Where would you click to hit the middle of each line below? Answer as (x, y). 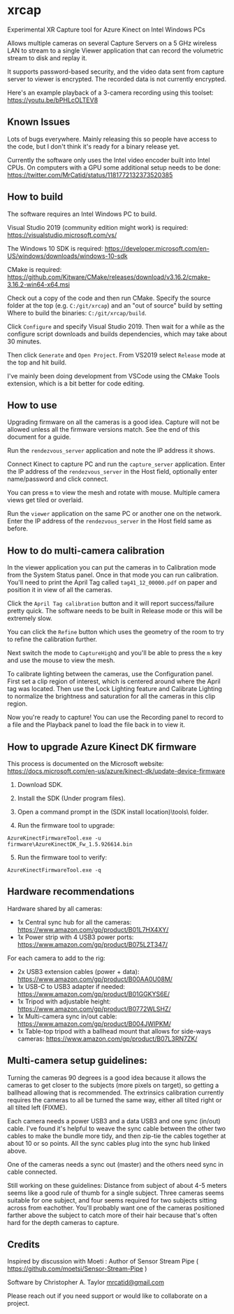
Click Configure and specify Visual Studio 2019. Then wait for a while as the (116, 326)
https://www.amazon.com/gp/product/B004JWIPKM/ (94, 1024)
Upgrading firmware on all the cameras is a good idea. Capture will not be (114, 422)
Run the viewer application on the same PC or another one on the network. (115, 514)
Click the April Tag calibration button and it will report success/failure (111, 603)
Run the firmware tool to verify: (62, 857)
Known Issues (39, 122)
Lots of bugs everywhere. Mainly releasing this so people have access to (112, 139)
